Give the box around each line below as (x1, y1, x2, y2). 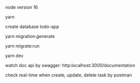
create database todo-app (5, 23, 59, 29)
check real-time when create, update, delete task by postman (5, 72, 132, 78)
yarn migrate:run (5, 43, 40, 49)
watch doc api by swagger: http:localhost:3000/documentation (5, 62, 135, 68)
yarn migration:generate (5, 33, 55, 39)
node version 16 (5, 4, 38, 10)
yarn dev (5, 52, 23, 58)
